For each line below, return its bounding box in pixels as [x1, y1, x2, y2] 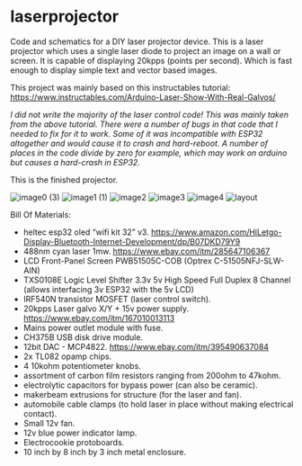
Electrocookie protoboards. [22, 436, 125, 447]
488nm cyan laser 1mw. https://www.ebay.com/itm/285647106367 [22, 246, 271, 256]
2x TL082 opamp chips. [22, 351, 112, 362]
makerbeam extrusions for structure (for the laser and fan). [22, 389, 242, 399]
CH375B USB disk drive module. [22, 331, 143, 343]
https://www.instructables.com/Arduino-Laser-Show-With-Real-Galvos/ [10, 92, 277, 103]
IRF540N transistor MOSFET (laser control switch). [22, 293, 211, 304]
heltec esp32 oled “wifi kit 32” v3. [22, 227, 149, 237]
